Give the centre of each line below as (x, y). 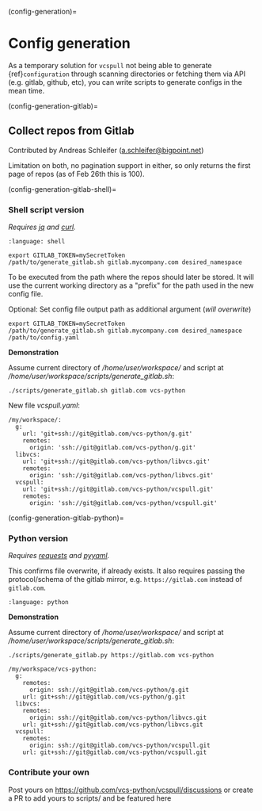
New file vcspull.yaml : (44, 405)
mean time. (27, 90)
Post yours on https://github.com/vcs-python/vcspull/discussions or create (131, 790)
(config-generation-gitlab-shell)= (63, 189)
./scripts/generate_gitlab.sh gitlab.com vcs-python (97, 391)
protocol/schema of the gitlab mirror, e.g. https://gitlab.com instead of (125, 580)
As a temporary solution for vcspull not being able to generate (110, 65)
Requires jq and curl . (42, 227)
